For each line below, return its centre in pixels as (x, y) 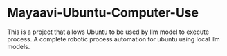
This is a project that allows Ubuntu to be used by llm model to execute (108, 32)
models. (19, 46)
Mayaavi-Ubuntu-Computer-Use (103, 13)
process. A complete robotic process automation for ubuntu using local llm (113, 39)
